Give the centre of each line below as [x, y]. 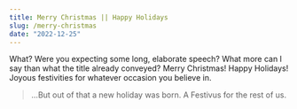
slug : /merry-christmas [53, 26]
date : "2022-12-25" [45, 34]
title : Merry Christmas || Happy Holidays [89, 17]
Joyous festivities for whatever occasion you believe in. [110, 78]
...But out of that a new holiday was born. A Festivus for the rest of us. [158, 95]
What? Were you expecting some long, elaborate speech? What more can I [145, 59]
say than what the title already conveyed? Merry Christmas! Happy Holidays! [149, 68]
